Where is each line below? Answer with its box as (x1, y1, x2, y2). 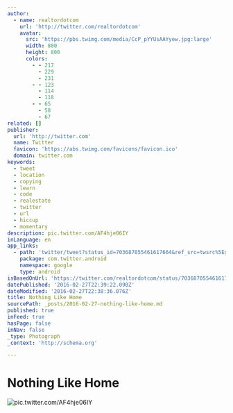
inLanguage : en (7, 236, 51, 243)
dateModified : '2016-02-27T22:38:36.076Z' (7, 287, 132, 295)
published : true (7, 307, 54, 314)
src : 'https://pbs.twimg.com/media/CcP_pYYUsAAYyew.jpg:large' (25, 36, 213, 43)
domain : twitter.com (13, 152, 73, 160)
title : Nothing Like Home (7, 294, 82, 301)
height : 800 (25, 49, 60, 56)
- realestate (13, 197, 51, 205)
